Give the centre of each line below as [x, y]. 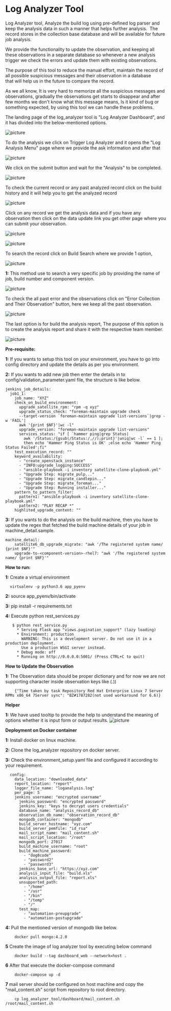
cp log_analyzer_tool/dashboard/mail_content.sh [67, 999]
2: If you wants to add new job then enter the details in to [65, 374]
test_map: [29, 909]
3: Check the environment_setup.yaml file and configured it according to [82, 760]
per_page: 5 [27, 792]
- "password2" [39, 860]
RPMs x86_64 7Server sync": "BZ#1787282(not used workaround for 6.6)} [83, 695]
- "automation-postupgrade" [53, 918]
